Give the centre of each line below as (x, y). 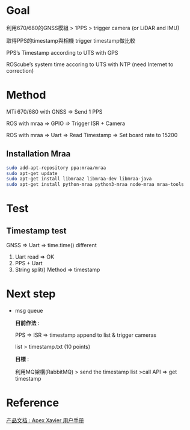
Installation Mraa (38, 154)
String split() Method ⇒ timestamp (57, 270)
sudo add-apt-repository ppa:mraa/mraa (56, 168)
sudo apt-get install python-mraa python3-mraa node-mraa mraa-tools (95, 185)
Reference (32, 403)
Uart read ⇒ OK (35, 257)
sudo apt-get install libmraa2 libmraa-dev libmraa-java (79, 179)
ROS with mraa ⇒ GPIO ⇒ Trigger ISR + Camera (66, 123)
